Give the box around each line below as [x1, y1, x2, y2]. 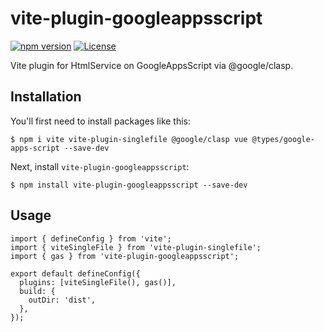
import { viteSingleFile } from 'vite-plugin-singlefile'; [10, 242, 262, 252]
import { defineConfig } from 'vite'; [10, 233, 172, 244]
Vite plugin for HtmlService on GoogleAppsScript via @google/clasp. [10, 59, 294, 71]
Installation [10, 88, 82, 106]
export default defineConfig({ [10, 268, 141, 279]
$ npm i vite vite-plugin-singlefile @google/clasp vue [10, 134, 248, 144]
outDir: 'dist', [28, 295, 97, 305]
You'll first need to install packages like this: [10, 115, 192, 127]
